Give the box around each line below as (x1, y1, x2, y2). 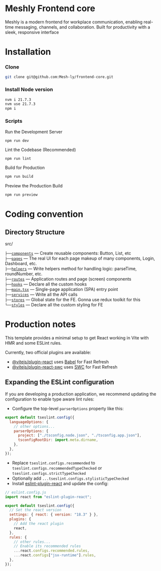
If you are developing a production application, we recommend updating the (5, 391, 156, 397)
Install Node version (5, 86, 53, 93)
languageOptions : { (9, 420, 49, 424)
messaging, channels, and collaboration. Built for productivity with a (15, 24, 150, 30)
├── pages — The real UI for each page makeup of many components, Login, (5, 255, 155, 261)
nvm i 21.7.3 (5, 97, 31, 102)
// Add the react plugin (14, 521, 64, 526)
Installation (5, 47, 51, 57)
